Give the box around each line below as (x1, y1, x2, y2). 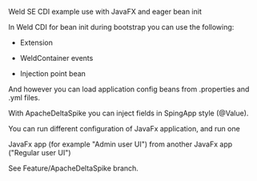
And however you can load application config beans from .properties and (8, 84, 250, 94)
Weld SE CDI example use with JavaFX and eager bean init (8, 7, 202, 16)
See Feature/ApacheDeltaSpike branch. (8, 163, 139, 173)
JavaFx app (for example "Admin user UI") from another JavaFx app (8, 139, 233, 149)
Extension (19, 38, 54, 47)
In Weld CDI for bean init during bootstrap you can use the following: (8, 22, 235, 31)
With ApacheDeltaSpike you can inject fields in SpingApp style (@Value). (8, 108, 249, 118)
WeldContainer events (19, 54, 94, 62)
